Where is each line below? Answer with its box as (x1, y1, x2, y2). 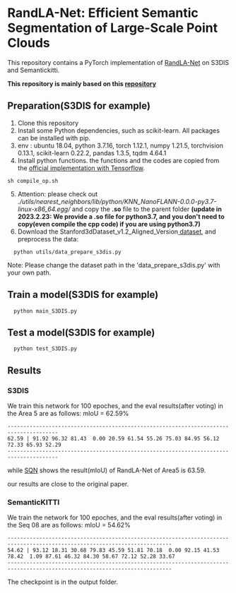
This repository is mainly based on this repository (7, 79, 157, 88)
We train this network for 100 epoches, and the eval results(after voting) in (7, 402, 224, 410)
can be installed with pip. (17, 133, 90, 142)
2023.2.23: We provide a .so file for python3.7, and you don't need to (17, 212, 225, 220)
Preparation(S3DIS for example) (7, 100, 151, 112)
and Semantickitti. (7, 66, 60, 74)
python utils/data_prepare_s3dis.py (13, 248, 122, 256)
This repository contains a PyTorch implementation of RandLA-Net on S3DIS (7, 58, 230, 66)
